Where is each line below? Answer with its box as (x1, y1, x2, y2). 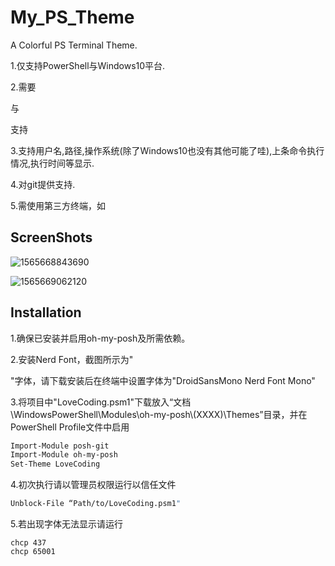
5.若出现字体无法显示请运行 (10, 518, 123, 530)
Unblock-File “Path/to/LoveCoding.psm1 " (10, 499, 182, 509)
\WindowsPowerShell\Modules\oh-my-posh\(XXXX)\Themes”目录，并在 (10, 408, 308, 420)
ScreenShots (10, 229, 93, 246)
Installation (10, 304, 82, 321)
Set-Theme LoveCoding (10, 459, 101, 470)
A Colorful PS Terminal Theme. (10, 39, 138, 51)
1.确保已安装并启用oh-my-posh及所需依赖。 (10, 332, 191, 344)
